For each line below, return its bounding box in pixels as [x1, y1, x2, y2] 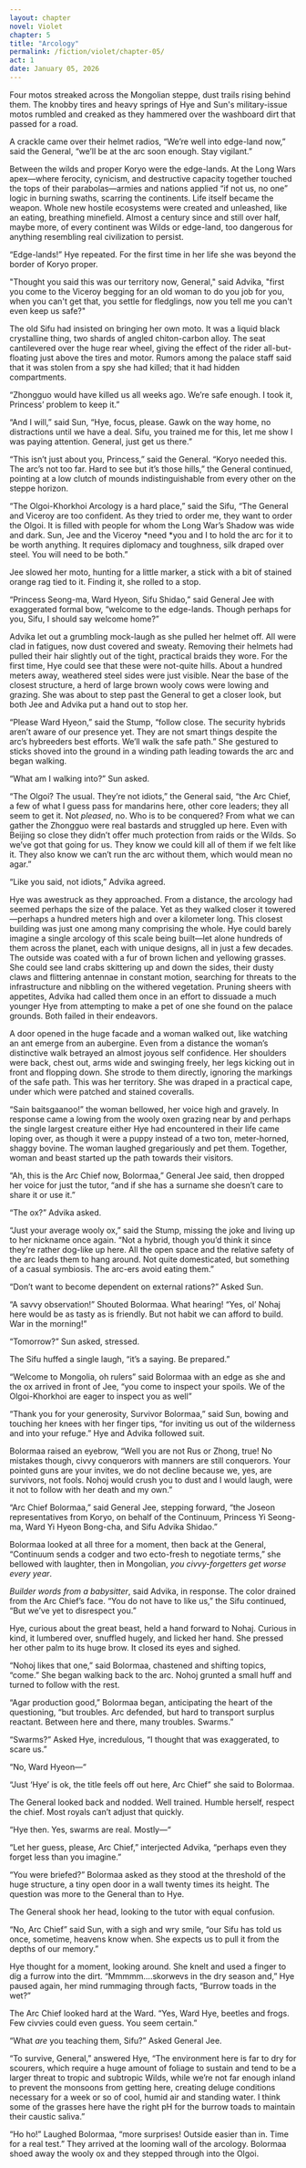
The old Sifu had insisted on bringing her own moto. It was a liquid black [9, 323, 280, 334]
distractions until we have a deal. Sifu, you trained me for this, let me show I [9, 426, 293, 437]
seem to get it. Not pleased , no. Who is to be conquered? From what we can [9, 809, 295, 821]
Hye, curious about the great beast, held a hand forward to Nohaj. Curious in [9, 1622, 297, 1633]
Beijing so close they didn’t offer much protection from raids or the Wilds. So [9, 829, 297, 840]
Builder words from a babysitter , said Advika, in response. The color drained [9, 1585, 296, 1597]
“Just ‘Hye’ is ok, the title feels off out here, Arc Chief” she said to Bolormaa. [9, 1778, 295, 1789]
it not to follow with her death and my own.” [9, 1484, 173, 1495]
